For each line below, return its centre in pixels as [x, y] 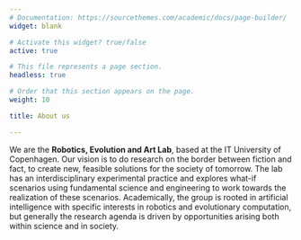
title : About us [40, 116]
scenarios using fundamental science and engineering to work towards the [148, 187]
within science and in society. [64, 226]
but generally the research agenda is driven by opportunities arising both [145, 216]
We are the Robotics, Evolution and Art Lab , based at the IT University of [145, 149]
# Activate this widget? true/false [78, 42]
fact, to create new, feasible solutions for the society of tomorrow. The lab [146, 168]
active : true [34, 50]
